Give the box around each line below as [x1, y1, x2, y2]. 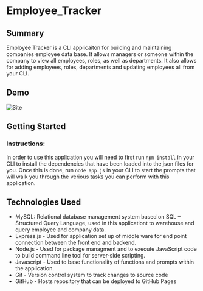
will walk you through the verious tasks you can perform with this [6, 173, 170, 180]
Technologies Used [6, 197, 81, 207]
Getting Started [6, 121, 66, 131]
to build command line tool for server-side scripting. [15, 252, 146, 259]
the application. [15, 265, 55, 272]
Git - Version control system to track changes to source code [15, 272, 168, 279]
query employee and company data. [15, 226, 106, 233]
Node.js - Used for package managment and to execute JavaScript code [15, 245, 198, 253]
